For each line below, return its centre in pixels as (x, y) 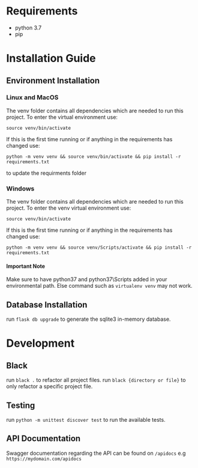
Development (40, 343)
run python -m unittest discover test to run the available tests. (86, 419)
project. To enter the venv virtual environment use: (69, 208)
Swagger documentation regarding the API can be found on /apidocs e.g (96, 453)
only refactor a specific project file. (49, 386)
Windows (20, 189)
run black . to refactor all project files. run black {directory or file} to (96, 380)
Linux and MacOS (32, 97)
